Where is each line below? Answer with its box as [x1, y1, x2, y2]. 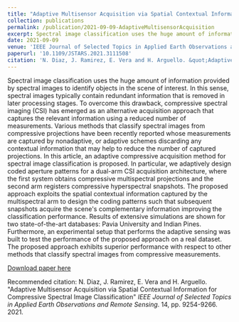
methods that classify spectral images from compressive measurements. [7, 249, 221, 258]
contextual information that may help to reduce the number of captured [7, 144, 216, 153]
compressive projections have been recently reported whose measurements [7, 129, 231, 137]
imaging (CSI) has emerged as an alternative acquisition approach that [7, 106, 214, 114]
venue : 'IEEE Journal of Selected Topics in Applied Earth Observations [7, 43, 228, 50]
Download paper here [7, 264, 71, 272]
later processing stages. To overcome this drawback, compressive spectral [7, 99, 228, 107]
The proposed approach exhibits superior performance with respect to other [7, 242, 232, 251]
